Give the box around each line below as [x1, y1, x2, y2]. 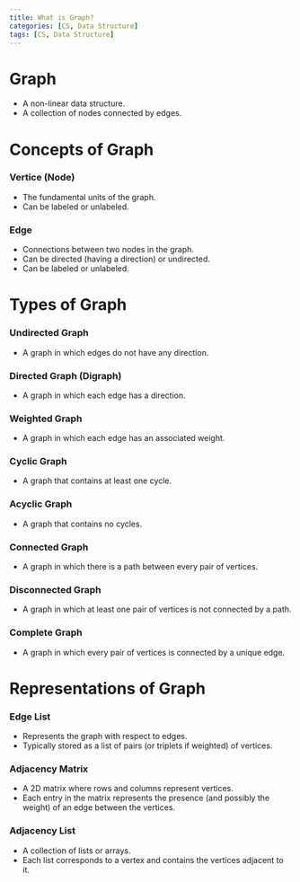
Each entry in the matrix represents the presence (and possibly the [22, 792, 270, 804]
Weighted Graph [9, 412, 83, 425]
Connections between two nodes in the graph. [22, 244, 195, 255]
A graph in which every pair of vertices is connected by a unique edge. [22, 647, 286, 657]
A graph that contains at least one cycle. [22, 475, 172, 486]
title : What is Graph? [9, 13, 94, 22]
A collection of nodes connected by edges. [22, 108, 182, 119]
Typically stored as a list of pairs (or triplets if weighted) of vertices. [22, 740, 273, 751]
